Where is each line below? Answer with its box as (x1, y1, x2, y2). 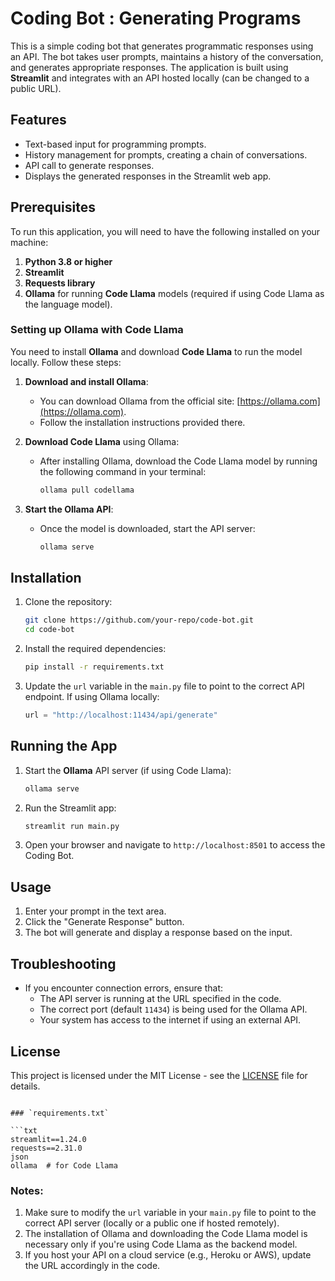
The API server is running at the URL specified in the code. (39, 993, 282, 1005)
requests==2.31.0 (10, 1143, 83, 1153)
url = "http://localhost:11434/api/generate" (24, 710, 218, 721)
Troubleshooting (10, 955, 117, 972)
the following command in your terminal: (39, 465, 207, 477)
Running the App (10, 738, 118, 755)
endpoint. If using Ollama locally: (24, 691, 160, 703)
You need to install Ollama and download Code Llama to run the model (10, 345, 303, 357)
